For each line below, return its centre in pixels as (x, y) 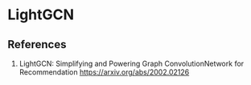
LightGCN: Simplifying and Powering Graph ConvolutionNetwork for (132, 63)
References (37, 45)
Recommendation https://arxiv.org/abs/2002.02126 (104, 72)
